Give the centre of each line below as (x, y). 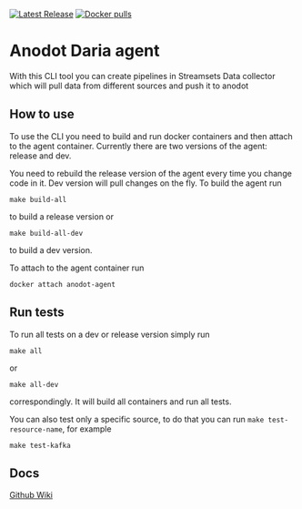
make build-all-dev (46, 233)
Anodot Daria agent (85, 51)
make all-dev (34, 384)
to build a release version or (62, 216)
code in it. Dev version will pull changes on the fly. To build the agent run (146, 183)
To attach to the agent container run (77, 268)
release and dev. (40, 156)
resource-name (36, 429)
